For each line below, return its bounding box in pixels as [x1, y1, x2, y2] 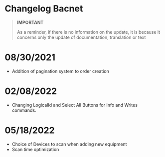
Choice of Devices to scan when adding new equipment [11, 141, 127, 147]
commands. [11, 107, 36, 113]
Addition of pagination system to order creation [11, 68, 109, 74]
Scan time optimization [11, 146, 59, 152]
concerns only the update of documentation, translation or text [16, 34, 146, 40]
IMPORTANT [16, 19, 44, 25]
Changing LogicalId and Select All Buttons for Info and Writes [11, 102, 138, 108]
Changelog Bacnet [4, 3, 83, 14]
